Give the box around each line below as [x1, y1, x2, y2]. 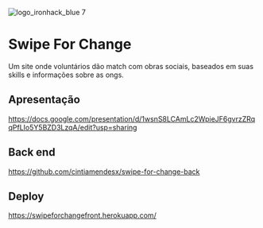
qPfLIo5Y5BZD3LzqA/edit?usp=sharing [8, 122, 137, 132]
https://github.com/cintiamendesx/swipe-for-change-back [8, 167, 200, 176]
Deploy [8, 189, 44, 203]
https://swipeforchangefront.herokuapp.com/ [8, 211, 157, 220]
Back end [8, 145, 56, 159]
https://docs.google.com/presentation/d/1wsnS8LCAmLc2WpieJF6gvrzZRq [8, 114, 256, 123]
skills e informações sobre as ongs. [8, 70, 125, 79]
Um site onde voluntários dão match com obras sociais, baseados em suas [8, 61, 254, 71]
